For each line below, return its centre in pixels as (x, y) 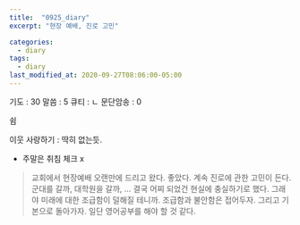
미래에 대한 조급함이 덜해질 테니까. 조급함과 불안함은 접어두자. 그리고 (160, 200)
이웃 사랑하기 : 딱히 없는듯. (56, 139)
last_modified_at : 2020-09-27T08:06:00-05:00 (95, 75)
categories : (31, 42)
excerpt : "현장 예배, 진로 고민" (64, 26)
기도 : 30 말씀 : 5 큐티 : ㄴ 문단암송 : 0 (75, 101)
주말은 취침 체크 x (53, 158)
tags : (19, 59)
